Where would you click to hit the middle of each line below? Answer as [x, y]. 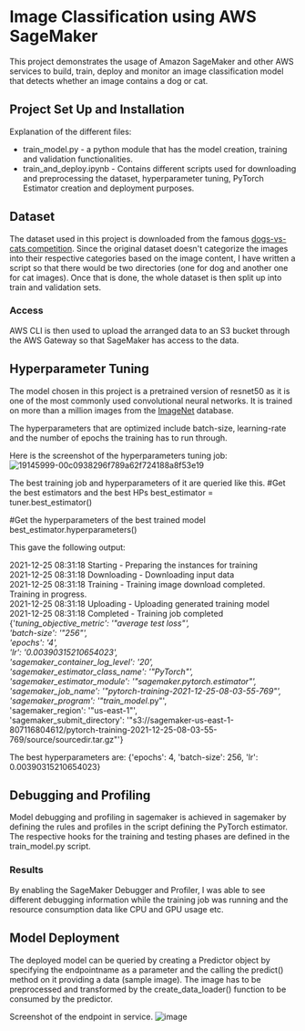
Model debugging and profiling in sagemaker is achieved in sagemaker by [148, 818]
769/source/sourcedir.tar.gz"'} [67, 739]
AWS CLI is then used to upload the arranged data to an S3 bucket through [150, 330]
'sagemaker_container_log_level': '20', [81, 661]
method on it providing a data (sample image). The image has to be [135, 979]
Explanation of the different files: [71, 131]
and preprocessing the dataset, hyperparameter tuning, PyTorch [143, 178]
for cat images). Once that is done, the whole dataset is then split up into [146, 277]
